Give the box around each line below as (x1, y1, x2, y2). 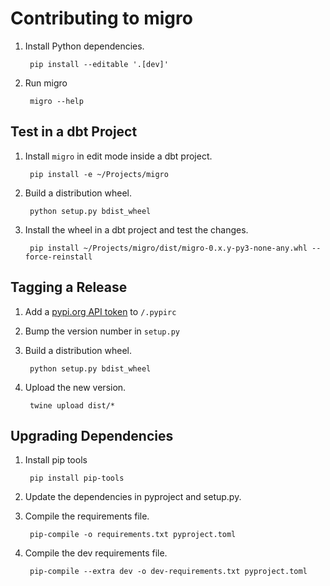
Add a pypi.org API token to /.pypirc (24, 305, 177, 317)
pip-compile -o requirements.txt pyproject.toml (29, 530, 237, 540)
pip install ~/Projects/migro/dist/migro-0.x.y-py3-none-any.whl (29, 243, 308, 253)
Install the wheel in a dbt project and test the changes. (24, 223, 249, 236)
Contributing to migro (10, 7, 193, 30)
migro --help (29, 96, 84, 106)
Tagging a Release (10, 279, 128, 296)
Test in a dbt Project (10, 123, 138, 141)
